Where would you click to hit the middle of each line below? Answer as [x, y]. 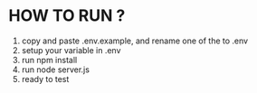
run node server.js [55, 70]
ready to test [45, 79]
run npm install [49, 60]
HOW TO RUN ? [67, 16]
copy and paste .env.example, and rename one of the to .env [135, 41]
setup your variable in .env [71, 50]
